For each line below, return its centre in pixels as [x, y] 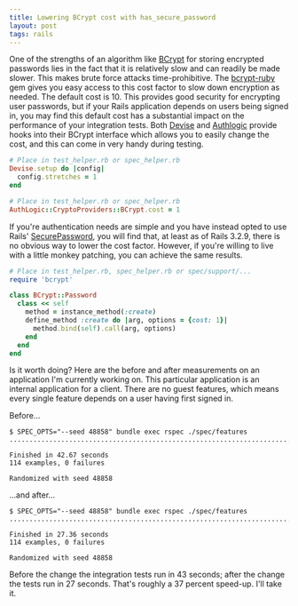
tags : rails [31, 34]
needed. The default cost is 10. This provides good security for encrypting [145, 97]
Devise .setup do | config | [57, 169]
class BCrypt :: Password [53, 295]
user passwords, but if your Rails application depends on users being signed [149, 107]
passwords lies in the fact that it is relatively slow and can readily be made [145, 68]
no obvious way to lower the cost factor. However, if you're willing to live [141, 245]
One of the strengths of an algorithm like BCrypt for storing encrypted [137, 60]
